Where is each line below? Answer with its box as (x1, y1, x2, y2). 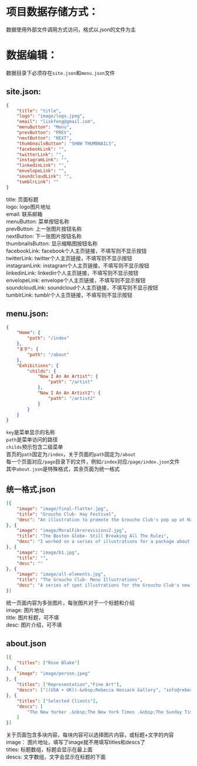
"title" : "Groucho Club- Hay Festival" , (16, 511, 117, 517)
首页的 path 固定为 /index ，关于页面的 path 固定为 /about (6, 451, 136, 458)
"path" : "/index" (27, 335, 69, 341)
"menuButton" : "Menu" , (16, 124, 72, 130)
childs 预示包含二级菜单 (6, 444, 63, 451)
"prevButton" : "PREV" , (16, 130, 72, 136)
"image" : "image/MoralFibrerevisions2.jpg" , (16, 528, 127, 534)
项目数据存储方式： (6, 5, 99, 19)
